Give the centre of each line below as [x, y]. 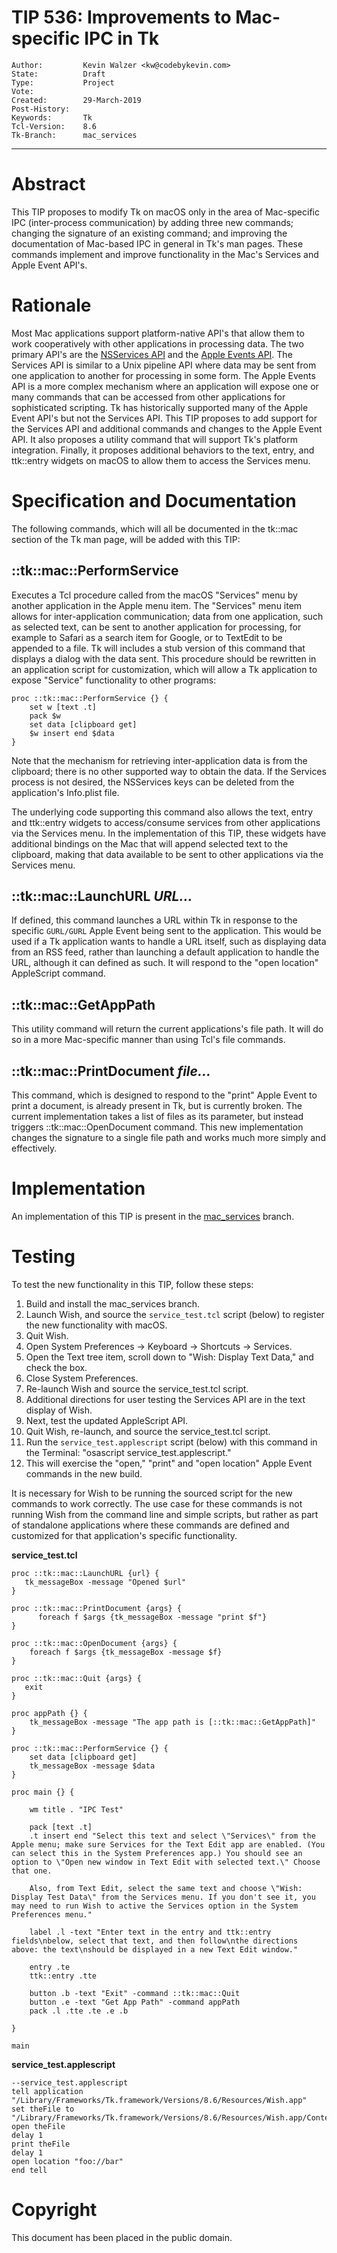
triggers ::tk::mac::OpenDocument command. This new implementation [157, 1127]
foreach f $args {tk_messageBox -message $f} [126, 1652]
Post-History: [41, 109]
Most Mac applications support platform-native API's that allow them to [158, 333]
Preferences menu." [52, 1914]
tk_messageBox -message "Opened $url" [105, 1582]
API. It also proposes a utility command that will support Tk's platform [154, 439]
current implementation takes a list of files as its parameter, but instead [157, 1116]
